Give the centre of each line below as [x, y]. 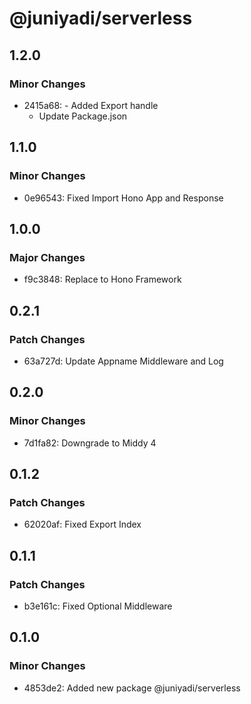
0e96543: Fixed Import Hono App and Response [123, 198]
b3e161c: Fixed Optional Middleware [98, 606]
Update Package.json [83, 116]
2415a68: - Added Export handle [91, 105]
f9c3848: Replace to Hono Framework [102, 279]
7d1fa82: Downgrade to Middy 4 [90, 443]
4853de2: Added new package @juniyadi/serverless [132, 688]
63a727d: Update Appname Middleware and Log [123, 361]
